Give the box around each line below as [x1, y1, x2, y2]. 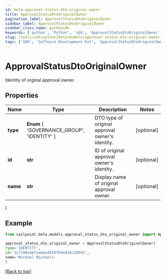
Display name [94, 173, 126, 180]
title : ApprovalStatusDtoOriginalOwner [5, 12, 87, 17]
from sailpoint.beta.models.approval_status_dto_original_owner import [5, 232, 156, 237]
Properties [5, 91, 39, 100]
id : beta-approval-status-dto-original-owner [5, 7, 100, 12]
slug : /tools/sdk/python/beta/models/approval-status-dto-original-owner [5, 35, 161, 40]
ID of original [94, 147, 124, 154]
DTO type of [94, 114, 123, 121]
